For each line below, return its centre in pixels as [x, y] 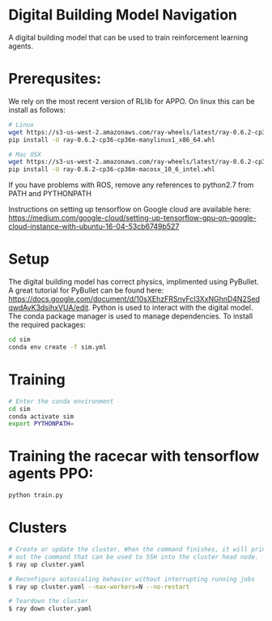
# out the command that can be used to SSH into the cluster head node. [134, 557]
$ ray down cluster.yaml [50, 609]
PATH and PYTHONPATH [50, 194]
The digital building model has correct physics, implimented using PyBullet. [134, 282]
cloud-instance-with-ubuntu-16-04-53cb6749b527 [94, 227]
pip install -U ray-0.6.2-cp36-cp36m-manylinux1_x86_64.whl [112, 139]
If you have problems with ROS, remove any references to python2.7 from [131, 185]
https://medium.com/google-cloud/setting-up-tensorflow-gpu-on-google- [132, 218]
